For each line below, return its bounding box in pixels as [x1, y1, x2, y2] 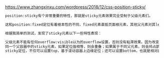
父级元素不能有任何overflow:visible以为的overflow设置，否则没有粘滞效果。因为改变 [5, 40, 160, 44]
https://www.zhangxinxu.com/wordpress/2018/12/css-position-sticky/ [5, 4, 146, 10]
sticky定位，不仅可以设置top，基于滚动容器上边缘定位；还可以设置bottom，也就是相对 [5, 48, 158, 54]
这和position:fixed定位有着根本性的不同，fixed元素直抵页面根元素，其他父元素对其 [5, 22, 156, 27]
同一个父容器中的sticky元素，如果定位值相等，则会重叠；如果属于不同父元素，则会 [5, 44, 149, 49]
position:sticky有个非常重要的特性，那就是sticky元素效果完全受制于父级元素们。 [5, 14, 153, 18]
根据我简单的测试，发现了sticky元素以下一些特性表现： [5, 31, 102, 36]
